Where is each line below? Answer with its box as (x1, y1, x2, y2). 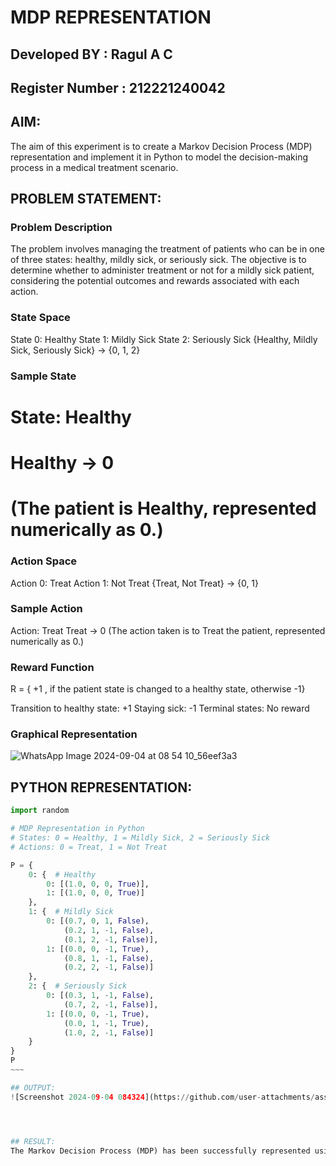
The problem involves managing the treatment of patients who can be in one (10, 243, 325, 255)
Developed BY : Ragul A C (10, 46, 173, 63)
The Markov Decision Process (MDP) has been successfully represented (10, 1146, 311, 1156)
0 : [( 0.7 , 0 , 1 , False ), (46, 916, 150, 926)
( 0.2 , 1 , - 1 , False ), (63, 925, 155, 935)
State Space (10, 311, 71, 325)
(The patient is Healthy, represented (10, 497, 317, 520)
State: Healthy (10, 406, 132, 428)
